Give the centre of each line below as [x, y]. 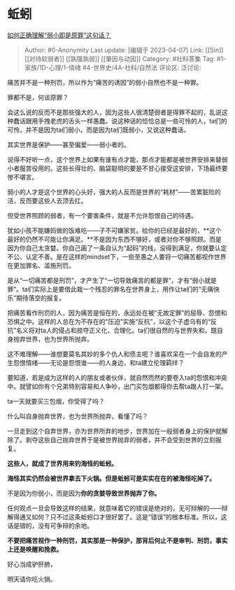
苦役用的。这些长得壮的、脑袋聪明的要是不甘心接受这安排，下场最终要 [127, 168]
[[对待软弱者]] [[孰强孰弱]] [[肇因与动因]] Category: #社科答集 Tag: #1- [125, 59]
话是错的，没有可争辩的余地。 [50, 526]
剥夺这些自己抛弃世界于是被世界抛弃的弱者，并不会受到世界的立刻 [120, 439]
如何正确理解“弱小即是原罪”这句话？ [59, 35]
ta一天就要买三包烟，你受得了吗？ [56, 401]
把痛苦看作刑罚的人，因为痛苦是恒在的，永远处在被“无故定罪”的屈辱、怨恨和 [117, 313]
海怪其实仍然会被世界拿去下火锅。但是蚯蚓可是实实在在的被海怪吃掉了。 [111, 478]
